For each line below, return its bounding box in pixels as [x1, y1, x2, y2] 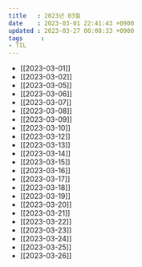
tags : [8, 34, 45, 42]
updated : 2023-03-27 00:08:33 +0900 [8, 26, 135, 34]
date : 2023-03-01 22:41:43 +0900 [8, 19, 135, 27]
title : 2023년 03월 [8, 11, 81, 20]
